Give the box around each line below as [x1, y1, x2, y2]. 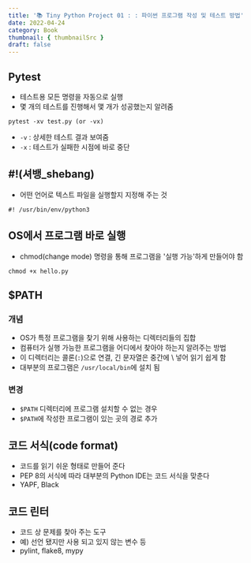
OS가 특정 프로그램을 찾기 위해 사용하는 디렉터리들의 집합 [19, 333, 197, 343]
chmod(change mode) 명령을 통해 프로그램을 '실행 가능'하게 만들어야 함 [19, 252, 244, 261]
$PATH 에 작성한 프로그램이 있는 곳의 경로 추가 [19, 413, 158, 423]
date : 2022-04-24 [8, 19, 66, 27]
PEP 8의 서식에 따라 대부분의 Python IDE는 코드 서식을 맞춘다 [19, 471, 210, 481]
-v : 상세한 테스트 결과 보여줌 [19, 132, 109, 142]
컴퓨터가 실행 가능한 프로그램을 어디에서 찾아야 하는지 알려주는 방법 [19, 343, 227, 352]
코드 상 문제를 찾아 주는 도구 [19, 528, 107, 537]
